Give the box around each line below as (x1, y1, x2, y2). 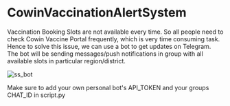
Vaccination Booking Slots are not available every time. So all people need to (7, 28, 224, 36)
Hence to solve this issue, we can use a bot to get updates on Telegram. (7, 42, 211, 50)
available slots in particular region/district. (7, 56, 126, 65)
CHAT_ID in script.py (7, 91, 66, 99)
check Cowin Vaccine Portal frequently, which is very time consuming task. (7, 34, 220, 43)
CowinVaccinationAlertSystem (7, 5, 187, 21)
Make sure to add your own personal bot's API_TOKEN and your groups (7, 83, 209, 92)
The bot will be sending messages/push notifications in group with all (7, 50, 204, 58)
